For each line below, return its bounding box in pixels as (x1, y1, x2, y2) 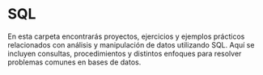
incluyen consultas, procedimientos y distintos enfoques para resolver (7, 48, 242, 58)
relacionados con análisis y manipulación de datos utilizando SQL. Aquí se (7, 40, 255, 49)
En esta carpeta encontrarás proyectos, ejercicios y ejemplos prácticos (7, 31, 245, 41)
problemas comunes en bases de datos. (7, 57, 142, 67)
